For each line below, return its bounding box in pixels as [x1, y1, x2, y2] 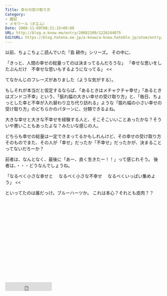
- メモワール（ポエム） [5, 21, 47, 26]
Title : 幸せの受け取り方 [5, 7, 51, 12]
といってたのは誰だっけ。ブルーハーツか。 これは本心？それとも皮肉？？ [5, 190, 154, 196]
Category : [5, 12, 26, 17]
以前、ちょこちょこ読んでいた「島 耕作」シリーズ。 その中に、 [5, 49, 134, 55]
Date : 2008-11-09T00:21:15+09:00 [5, 26, 75, 31]
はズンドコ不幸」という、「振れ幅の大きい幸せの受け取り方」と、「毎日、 [5, 93, 153, 99]
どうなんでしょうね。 [29, 162, 73, 168]
